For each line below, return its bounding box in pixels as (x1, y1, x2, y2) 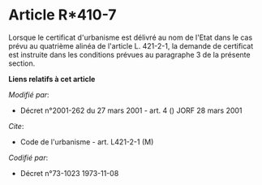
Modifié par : (8, 89, 50, 99)
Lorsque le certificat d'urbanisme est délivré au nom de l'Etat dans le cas (8, 32, 253, 42)
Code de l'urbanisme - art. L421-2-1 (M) (19, 136, 154, 147)
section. (8, 58, 36, 68)
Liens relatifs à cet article (8, 74, 96, 84)
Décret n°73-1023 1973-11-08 (19, 168, 119, 178)
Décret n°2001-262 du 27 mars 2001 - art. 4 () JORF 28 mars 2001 (19, 105, 243, 115)
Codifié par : (8, 153, 49, 162)
